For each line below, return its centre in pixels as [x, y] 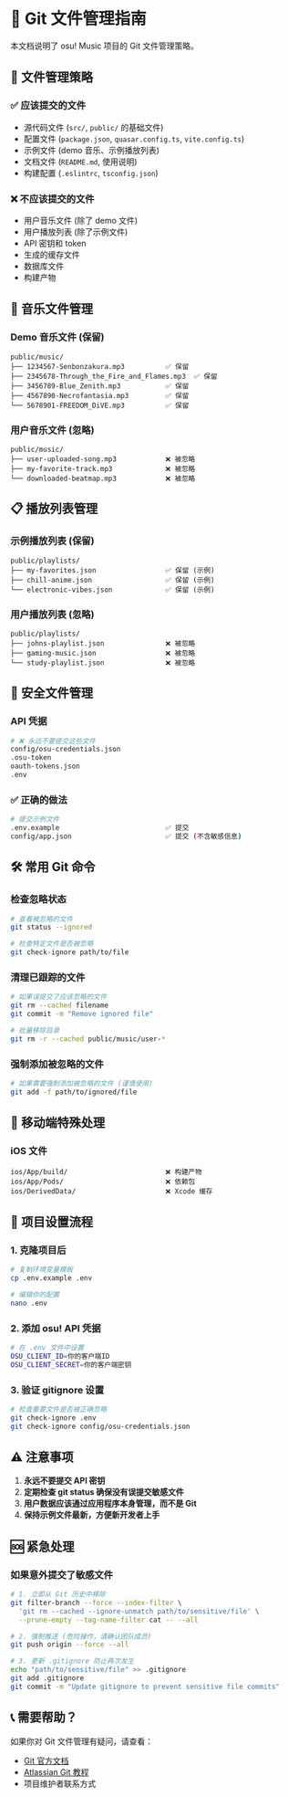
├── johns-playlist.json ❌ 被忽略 [103, 643]
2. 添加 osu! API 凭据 [56, 1328]
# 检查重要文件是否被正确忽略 [59, 1409]
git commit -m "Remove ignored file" [82, 1014]
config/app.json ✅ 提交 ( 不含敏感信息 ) [126, 836]
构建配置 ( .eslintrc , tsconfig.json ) [91, 173]
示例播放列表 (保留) [52, 541]
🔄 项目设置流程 [52, 1221]
